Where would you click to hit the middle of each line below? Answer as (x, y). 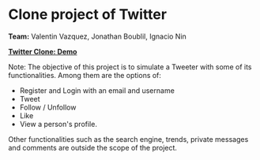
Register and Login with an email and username (97, 90)
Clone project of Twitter (88, 15)
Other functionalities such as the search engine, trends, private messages (128, 139)
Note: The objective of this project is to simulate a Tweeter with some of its (130, 67)
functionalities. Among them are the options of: (85, 75)
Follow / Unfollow (48, 107)
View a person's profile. (58, 124)
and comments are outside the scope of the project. (93, 147)
